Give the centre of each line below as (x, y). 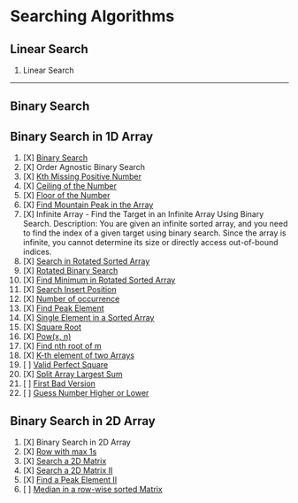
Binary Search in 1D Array (82, 136)
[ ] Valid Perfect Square (65, 365)
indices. (37, 252)
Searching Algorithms (92, 16)
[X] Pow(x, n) (47, 337)
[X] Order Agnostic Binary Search (84, 167)
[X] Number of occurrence (71, 299)
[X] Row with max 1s (60, 452)
